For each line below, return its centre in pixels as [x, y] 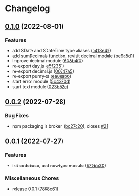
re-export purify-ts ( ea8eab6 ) [42, 76]
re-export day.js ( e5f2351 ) [38, 66]
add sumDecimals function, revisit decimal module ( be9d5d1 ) [73, 56]
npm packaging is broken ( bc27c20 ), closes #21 [60, 126]
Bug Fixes [17, 116]
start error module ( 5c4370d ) [41, 81]
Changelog [28, 8]
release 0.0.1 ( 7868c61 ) [35, 189]
